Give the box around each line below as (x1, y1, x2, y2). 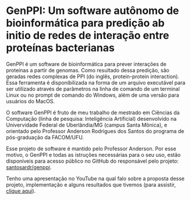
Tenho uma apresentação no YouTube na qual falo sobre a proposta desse (6, 175, 185, 182)
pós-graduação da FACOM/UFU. (6, 134, 84, 141)
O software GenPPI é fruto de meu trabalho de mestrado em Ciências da (6, 109, 180, 116)
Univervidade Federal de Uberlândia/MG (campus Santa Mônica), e (6, 121, 168, 128)
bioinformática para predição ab (6, 16, 165, 30)
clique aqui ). (6, 187, 36, 194)
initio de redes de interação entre (6, 29, 169, 42)
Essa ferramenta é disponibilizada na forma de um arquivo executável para (6, 79, 186, 86)
